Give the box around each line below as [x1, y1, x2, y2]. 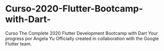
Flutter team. [5, 40, 32, 46]
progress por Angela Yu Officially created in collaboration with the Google [5, 35, 159, 41]
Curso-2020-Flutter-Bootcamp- [5, 3, 143, 14]
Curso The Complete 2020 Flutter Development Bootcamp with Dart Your [5, 30, 158, 36]
